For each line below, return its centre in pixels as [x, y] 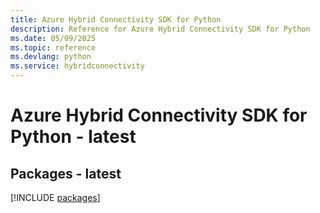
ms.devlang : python [51, 57]
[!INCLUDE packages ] [55, 197]
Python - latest [73, 137]
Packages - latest [66, 173]
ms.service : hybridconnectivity [77, 66]
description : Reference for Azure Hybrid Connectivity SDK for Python [160, 29]
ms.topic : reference [53, 47]
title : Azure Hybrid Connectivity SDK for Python [116, 19]
